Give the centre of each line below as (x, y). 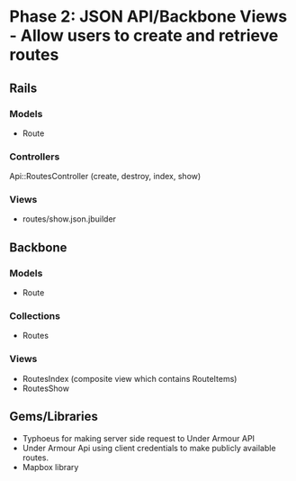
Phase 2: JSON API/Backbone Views (148, 17)
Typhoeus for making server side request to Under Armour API (138, 438)
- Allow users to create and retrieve (144, 36)
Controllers (35, 157)
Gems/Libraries (54, 417)
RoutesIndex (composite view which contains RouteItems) (130, 378)
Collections (35, 316)
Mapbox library (50, 467)
